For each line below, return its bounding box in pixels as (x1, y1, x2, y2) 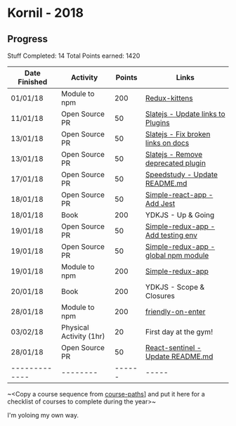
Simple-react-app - (145, 190, 214, 200)
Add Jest (145, 199, 176, 208)
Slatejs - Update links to (145, 109, 225, 119)
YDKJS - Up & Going (145, 210, 215, 219)
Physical (60, 323, 89, 332)
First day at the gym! (145, 327, 213, 337)
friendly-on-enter (145, 307, 206, 316)
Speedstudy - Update (145, 170, 218, 179)
